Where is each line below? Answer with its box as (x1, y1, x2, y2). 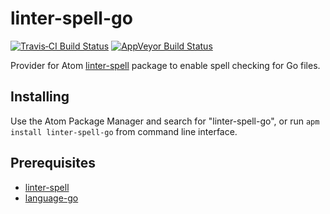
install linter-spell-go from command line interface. (10, 125, 238, 137)
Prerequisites (10, 155, 96, 172)
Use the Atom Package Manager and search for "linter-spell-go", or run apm (10, 115, 320, 127)
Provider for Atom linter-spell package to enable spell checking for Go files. (10, 59, 321, 71)
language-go (24, 192, 79, 204)
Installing (10, 88, 70, 106)
